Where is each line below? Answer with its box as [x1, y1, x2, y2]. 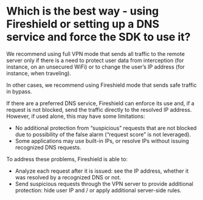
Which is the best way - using [6, 4, 159, 18]
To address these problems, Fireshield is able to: [6, 155, 128, 162]
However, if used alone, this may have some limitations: [6, 112, 145, 120]
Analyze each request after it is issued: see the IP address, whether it [15, 167, 189, 174]
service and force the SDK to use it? [6, 30, 191, 44]
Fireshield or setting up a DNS [6, 17, 160, 31]
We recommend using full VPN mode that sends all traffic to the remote [6, 50, 185, 57]
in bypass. [6, 88, 32, 95]
